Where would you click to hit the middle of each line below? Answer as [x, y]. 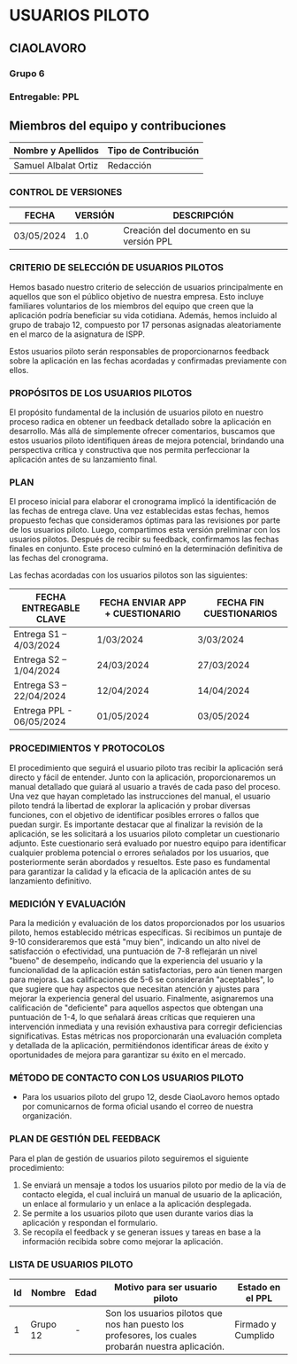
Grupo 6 [27, 74]
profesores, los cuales [151, 1335]
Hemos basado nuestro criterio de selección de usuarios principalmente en [146, 287]
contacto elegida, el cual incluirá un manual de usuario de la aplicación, [152, 1194]
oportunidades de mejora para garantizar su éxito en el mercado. [127, 1055]
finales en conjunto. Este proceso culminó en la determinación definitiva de [146, 549]
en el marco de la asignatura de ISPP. [77, 334]
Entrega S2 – [40, 659]
